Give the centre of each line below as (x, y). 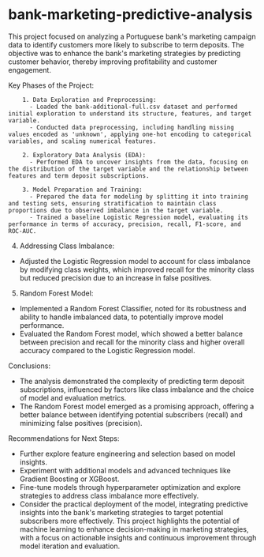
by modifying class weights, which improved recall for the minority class (137, 269)
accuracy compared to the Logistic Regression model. (107, 350)
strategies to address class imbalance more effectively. (109, 495)
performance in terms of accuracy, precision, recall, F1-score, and (125, 224)
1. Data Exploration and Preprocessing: (89, 100)
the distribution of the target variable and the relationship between (128, 169)
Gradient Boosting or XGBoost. (69, 479)
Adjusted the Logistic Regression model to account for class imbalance (135, 261)
